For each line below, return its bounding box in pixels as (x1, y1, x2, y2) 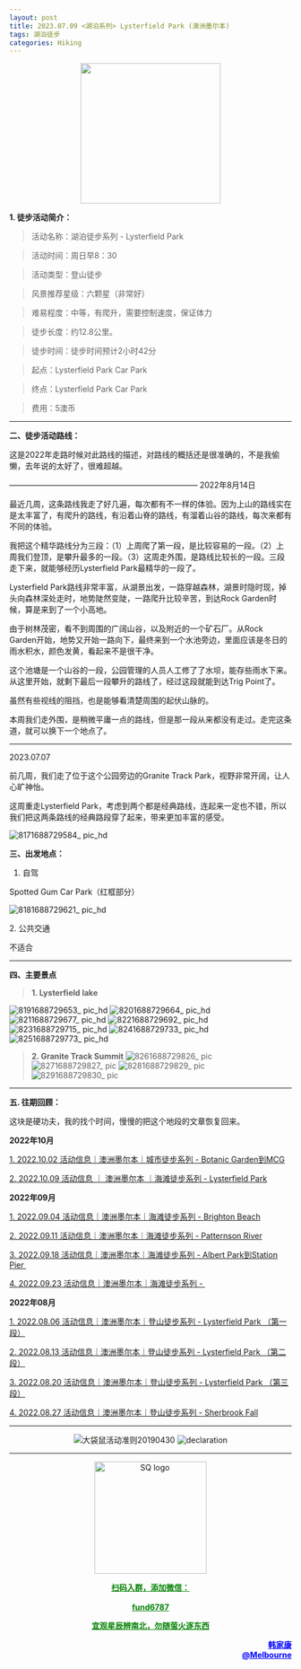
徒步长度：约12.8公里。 (30, 327, 118, 338)
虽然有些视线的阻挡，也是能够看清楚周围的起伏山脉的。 (9, 695, 213, 706)
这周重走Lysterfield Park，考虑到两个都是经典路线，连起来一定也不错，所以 (9, 801, 287, 812)
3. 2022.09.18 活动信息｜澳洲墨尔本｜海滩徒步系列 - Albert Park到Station (9, 1250, 278, 1261)
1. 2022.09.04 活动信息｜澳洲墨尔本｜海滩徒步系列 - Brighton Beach (9, 1211, 262, 1222)
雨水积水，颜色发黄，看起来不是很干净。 (9, 646, 159, 656)
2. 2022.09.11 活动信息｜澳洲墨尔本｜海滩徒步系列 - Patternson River (9, 1231, 262, 1242)
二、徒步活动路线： (9, 430, 81, 441)
